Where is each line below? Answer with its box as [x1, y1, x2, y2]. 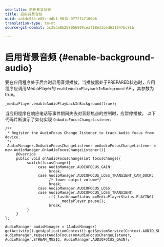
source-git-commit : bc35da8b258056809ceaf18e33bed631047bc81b [5, 25, 134, 30]
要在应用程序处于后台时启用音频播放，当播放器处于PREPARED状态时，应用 [5, 79, 155, 85]
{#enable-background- [58, 52, 155, 63]
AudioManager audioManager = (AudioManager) [5, 225, 97, 229]
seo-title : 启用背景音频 [5, 7, 51, 12]
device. [5, 135, 21, 140]
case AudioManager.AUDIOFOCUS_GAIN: [38, 165, 112, 170]
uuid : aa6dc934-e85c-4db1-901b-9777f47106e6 [5, 16, 97, 21]
